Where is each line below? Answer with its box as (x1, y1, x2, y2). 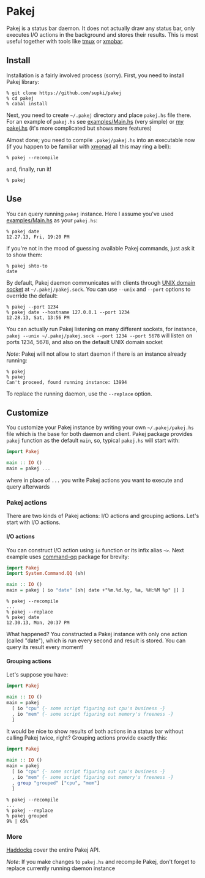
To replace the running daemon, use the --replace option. (6, 390, 152, 397)
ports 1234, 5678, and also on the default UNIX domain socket (6, 338, 163, 345)
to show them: (6, 251, 43, 258)
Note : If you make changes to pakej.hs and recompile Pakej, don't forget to (6, 858, 196, 865)
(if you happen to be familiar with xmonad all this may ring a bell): (6, 143, 171, 150)
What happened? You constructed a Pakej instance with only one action (6, 631, 188, 637)
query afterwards (6, 483, 50, 490)
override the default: (6, 292, 58, 299)
